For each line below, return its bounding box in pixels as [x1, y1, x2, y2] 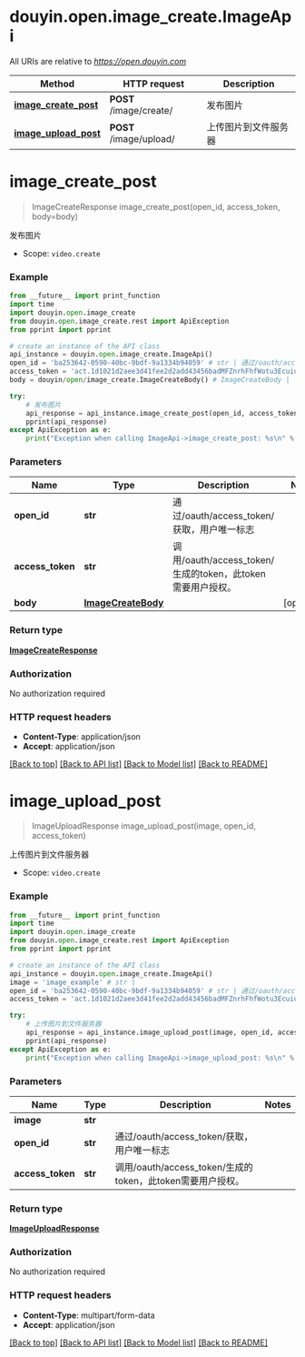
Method [40, 77, 75, 90]
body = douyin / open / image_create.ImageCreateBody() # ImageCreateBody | [9, 376, 290, 385]
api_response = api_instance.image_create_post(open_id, [25, 408, 246, 417]
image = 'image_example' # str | [9, 978, 136, 987]
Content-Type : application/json [22, 731, 141, 742]
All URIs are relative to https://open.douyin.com [9, 55, 187, 66]
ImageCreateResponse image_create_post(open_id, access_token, [31, 201, 280, 212]
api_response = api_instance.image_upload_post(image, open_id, [25, 1028, 274, 1038]
